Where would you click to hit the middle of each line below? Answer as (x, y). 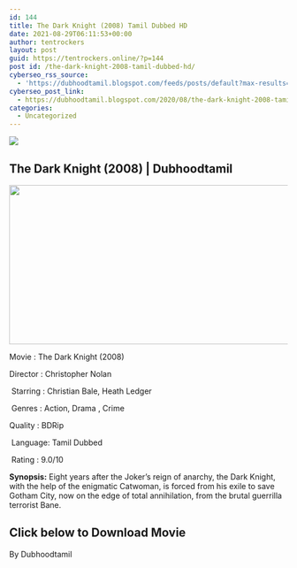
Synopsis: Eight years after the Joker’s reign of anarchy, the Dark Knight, (142, 476)
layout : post (33, 50)
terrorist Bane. (35, 504)
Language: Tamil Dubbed (57, 442)
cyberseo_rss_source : (49, 75)
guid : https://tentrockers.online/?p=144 (87, 58)
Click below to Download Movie (98, 533)
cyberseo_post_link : (47, 91)
